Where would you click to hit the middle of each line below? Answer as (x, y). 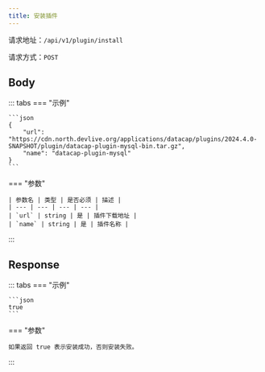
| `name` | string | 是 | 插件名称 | (68, 225)
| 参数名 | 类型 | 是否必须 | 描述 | (65, 200)
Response (34, 265)
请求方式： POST (33, 56)
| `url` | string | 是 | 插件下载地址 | (73, 216)
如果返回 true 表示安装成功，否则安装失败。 (73, 347)
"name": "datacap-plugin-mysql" (77, 154)
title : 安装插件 (33, 16)
